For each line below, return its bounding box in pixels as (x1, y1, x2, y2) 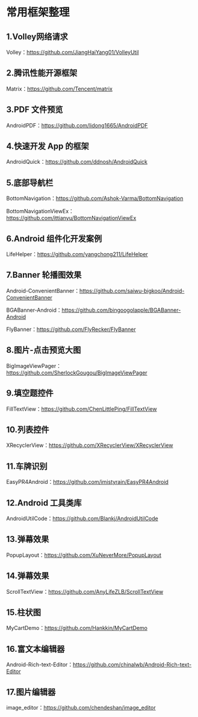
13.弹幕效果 (6, 534, 49, 544)
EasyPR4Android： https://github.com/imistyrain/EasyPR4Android (6, 478, 169, 486)
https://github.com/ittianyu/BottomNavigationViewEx (6, 214, 137, 222)
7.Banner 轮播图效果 (6, 270, 82, 280)
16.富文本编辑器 (6, 644, 65, 654)
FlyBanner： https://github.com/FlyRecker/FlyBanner (6, 326, 137, 333)
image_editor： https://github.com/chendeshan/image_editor (6, 704, 156, 711)
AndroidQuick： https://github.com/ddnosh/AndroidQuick (6, 158, 148, 166)
